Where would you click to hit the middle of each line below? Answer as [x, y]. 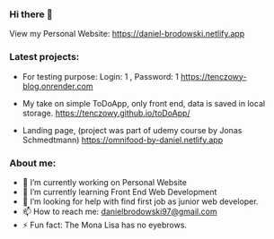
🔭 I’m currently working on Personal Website [104, 182]
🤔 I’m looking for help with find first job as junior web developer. [140, 201]
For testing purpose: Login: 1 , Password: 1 [101, 76]
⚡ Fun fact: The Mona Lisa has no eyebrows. [104, 225]
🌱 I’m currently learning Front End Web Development [119, 192]
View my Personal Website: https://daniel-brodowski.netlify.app [127, 34]
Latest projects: [44, 57]
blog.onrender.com [57, 86]
